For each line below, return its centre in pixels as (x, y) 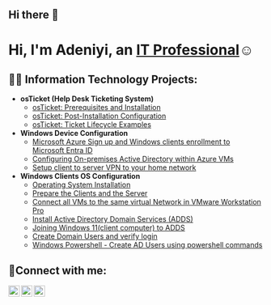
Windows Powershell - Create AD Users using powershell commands (147, 245)
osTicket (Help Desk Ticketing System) (87, 99)
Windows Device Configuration (74, 133)
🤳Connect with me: (57, 271)
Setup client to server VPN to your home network (114, 167)
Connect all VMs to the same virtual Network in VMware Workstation (146, 202)
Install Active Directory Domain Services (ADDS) (113, 219)
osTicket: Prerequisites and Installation (97, 108)
